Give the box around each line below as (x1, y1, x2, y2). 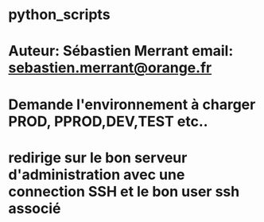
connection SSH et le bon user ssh (8, 182, 240, 201)
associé (8, 199, 61, 217)
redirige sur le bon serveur (8, 149, 188, 166)
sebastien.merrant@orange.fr (8, 59, 212, 77)
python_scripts (8, 6, 111, 24)
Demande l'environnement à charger (8, 95, 256, 113)
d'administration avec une (8, 166, 185, 184)
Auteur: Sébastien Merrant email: (8, 42, 234, 60)
